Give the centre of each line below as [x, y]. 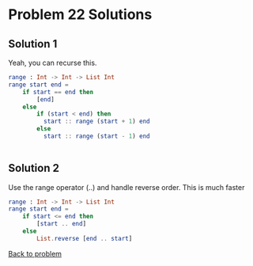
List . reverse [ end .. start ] [85, 238]
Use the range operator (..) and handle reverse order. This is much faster [126, 187]
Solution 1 [33, 44]
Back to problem [35, 253]
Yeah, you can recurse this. [53, 63]
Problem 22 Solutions [80, 15]
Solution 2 [34, 168]
